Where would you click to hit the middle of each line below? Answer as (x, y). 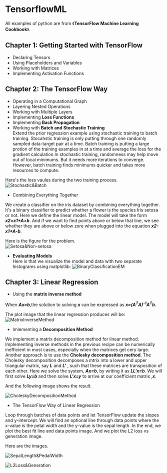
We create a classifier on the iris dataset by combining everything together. (82, 204)
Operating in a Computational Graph (50, 101)
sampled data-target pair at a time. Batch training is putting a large (81, 143)
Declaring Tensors (31, 57)
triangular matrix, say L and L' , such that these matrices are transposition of (84, 365)
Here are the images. (27, 446)
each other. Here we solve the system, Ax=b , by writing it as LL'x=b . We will (84, 371)
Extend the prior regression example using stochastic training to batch (85, 133)
